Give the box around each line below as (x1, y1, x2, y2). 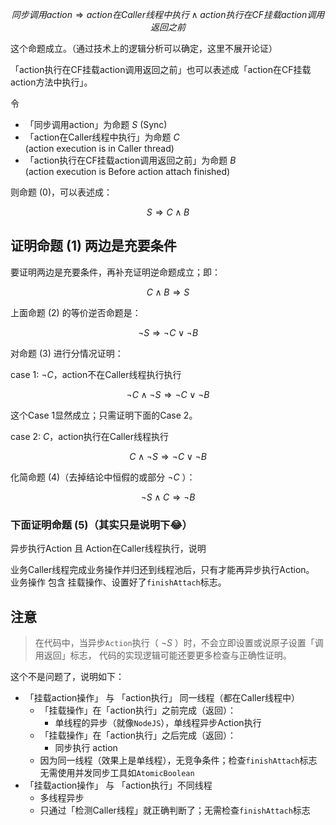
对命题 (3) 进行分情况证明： (10, 347, 124, 359)
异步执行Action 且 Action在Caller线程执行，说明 (10, 543, 207, 555)
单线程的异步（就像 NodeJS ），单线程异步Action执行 (54, 716, 262, 728)
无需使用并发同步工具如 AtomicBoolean (39, 766, 195, 778)
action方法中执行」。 (10, 76, 93, 88)
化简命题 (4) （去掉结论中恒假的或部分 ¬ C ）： (10, 471, 196, 483)
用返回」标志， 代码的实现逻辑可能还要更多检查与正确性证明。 (34, 649, 292, 661)
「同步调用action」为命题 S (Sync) (24, 119, 168, 130)
